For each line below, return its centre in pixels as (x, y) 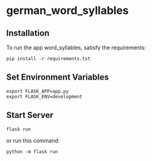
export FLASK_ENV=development (45, 97)
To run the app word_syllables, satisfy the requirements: (76, 47)
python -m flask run (32, 152)
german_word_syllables (68, 11)
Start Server (30, 115)
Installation (28, 33)
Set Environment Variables (58, 77)
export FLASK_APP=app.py (38, 91)
